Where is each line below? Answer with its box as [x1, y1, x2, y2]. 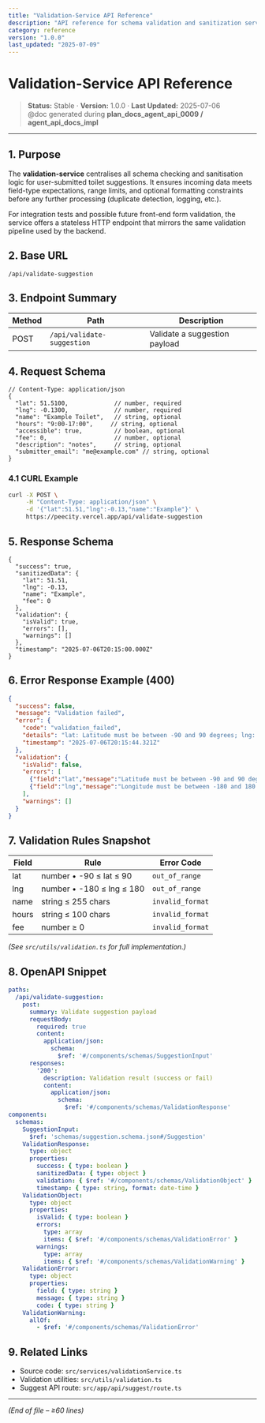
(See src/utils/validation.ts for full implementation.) [8, 942, 187, 952]
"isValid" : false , [22, 761, 83, 769]
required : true [36, 1023, 87, 1031]
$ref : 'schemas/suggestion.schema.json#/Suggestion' [28, 1133, 207, 1140]
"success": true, [15, 562, 73, 571]
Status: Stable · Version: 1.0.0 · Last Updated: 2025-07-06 [27, 101, 221, 110]
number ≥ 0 [40, 922, 85, 933]
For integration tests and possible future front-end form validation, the [8, 209, 236, 219]
